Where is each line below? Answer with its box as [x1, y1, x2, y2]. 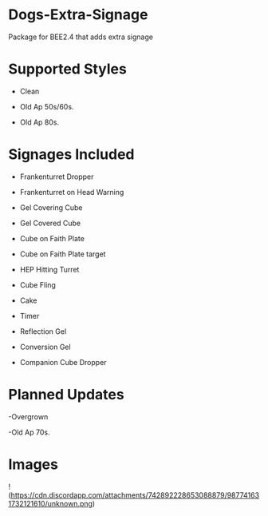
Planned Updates [8, 386, 125, 403]
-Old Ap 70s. [8, 427, 50, 437]
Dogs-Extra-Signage [8, 6, 148, 24]
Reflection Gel [19, 326, 67, 336]
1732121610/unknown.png [8, 498, 93, 508]
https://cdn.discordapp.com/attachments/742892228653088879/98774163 [10, 490, 260, 500]
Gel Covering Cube [19, 202, 83, 212]
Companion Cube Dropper [19, 357, 107, 367]
